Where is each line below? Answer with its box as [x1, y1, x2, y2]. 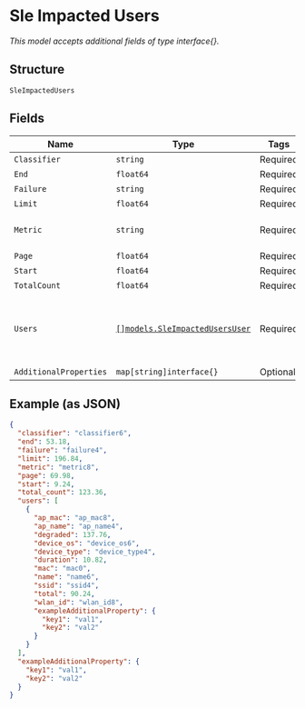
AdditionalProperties [14, 366, 107, 377]
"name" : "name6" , [33, 573, 100, 582]
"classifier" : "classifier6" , [17, 429, 132, 438]
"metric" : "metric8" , [17, 463, 100, 472]
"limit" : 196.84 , [17, 454, 84, 464]
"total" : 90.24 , [33, 589, 95, 598]
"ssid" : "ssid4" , [33, 581, 100, 590]
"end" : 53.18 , [17, 437, 71, 446]
